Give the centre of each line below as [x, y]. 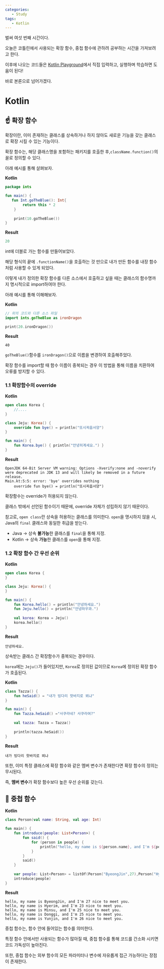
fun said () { [36, 838]
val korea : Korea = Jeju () [41, 618]
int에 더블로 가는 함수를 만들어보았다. [40, 251]
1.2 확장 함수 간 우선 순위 [32, 553]
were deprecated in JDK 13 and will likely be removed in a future [75, 472]
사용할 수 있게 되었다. [34, 268]
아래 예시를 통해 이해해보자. [31, 295]
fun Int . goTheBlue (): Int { [39, 200]
